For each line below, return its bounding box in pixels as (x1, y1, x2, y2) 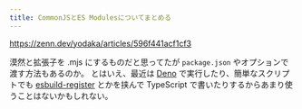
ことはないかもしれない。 (16, 90, 113, 101)
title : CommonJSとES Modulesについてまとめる (9, 13, 172, 23)
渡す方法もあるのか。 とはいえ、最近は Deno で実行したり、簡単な (9, 68, 258, 78)
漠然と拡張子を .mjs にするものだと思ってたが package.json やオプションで (9, 56, 289, 68)
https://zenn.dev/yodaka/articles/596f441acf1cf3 (9, 38, 192, 49)
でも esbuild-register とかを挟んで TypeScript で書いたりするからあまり (16, 78, 286, 90)
